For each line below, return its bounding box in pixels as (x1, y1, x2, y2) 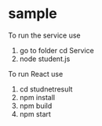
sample (8, 5, 57, 23)
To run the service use (8, 31, 81, 40)
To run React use (8, 69, 64, 78)
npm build (19, 101, 53, 110)
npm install (19, 92, 56, 102)
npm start (19, 109, 51, 118)
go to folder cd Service (19, 45, 94, 55)
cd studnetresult (19, 84, 73, 94)
